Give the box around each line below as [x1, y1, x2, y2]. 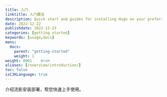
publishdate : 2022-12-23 [5, 26, 57, 31]
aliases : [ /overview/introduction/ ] [5, 63, 81, 68]
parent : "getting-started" [14, 49, 70, 54]
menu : [5, 40, 16, 45]
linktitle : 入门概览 [5, 12, 45, 17]
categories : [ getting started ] [5, 30, 70, 35]
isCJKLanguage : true [5, 72, 48, 77]
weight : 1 [14, 53, 35, 59]
